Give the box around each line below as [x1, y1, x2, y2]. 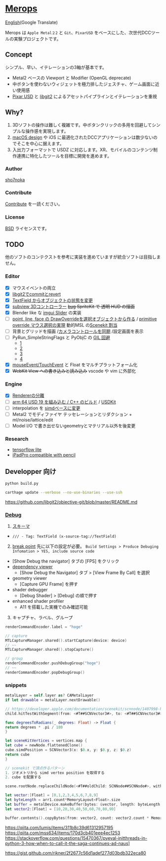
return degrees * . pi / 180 [5, 725, 63, 730]
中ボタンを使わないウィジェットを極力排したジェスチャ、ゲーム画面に [12, 81, 155, 87]
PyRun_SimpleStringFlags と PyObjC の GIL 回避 [12, 335, 110, 340]
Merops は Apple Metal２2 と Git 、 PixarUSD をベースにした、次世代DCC [5, 29, 152, 35]
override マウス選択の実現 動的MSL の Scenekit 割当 [12, 322, 118, 328]
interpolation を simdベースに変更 [12, 405, 81, 411]
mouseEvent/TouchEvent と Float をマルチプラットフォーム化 [12, 362, 138, 368]
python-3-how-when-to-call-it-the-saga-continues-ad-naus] [5, 840, 130, 846]
